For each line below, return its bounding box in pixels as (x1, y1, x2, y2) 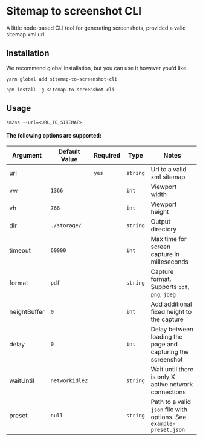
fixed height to (150, 307, 192, 316)
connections (150, 388, 186, 396)
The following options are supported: (6, 132, 101, 139)
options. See (150, 413, 187, 421)
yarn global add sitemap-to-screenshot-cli (6, 76, 118, 82)
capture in (150, 250, 180, 258)
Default (58, 147, 80, 156)
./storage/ (50, 222, 82, 228)
